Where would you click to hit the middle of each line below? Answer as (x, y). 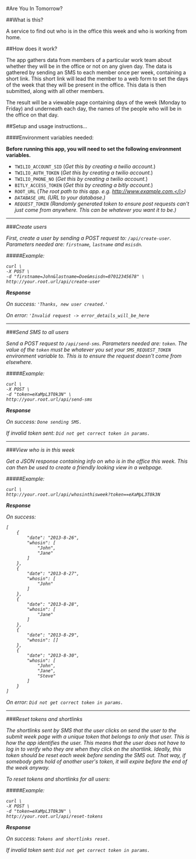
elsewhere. (19, 362)
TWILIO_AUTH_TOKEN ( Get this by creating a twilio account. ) (84, 173)
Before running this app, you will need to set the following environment (94, 149)
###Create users (27, 227)
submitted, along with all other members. (55, 91)
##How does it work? (32, 49)
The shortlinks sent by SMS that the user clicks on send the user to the (91, 730)
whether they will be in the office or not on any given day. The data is (89, 66)
